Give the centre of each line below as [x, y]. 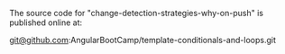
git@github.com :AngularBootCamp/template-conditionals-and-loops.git [143, 40]
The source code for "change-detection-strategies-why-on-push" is [137, 13]
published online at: [46, 22]
